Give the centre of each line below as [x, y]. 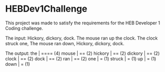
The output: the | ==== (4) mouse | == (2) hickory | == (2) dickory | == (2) [82, 53]
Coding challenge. [24, 28]
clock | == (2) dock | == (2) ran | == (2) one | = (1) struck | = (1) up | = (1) [81, 58]
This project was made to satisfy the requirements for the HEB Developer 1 [83, 23]
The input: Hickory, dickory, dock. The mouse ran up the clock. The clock [81, 38]
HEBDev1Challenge [46, 9]
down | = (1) [18, 64]
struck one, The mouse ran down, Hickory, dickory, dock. [65, 43]
